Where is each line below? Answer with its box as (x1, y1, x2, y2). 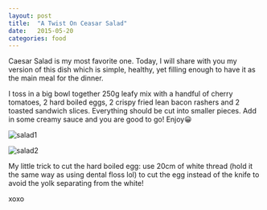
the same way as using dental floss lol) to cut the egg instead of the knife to (8, 170, 260, 179)
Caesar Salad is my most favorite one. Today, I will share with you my (8, 56, 237, 66)
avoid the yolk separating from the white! (8, 179, 145, 188)
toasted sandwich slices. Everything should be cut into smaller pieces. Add (8, 106, 257, 116)
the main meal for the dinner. (8, 73, 104, 83)
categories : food (8, 34, 67, 43)
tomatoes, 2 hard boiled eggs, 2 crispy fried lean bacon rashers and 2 (8, 97, 240, 107)
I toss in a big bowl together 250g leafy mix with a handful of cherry (8, 89, 233, 99)
